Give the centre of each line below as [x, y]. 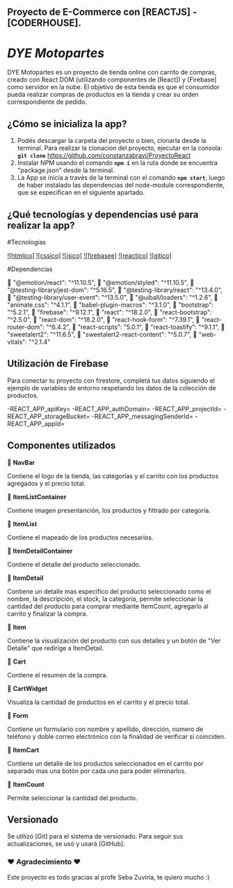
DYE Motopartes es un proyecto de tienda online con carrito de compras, [112, 72]
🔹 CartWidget [27, 688]
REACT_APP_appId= [36, 423]
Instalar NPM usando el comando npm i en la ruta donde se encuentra [117, 163]
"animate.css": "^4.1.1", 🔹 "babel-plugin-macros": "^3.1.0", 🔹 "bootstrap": [110, 305]
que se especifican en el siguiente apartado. [81, 192]
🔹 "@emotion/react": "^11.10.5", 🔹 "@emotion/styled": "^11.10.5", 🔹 [101, 282]
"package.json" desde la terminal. [66, 170]
